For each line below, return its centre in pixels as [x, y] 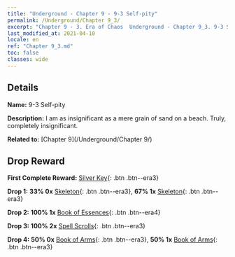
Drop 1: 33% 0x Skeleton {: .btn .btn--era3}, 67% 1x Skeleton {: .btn [104, 192]
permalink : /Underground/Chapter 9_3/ [64, 20]
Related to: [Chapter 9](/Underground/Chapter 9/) [80, 139]
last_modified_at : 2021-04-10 [51, 33]
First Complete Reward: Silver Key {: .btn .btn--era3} [83, 178]
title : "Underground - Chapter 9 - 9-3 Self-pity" [83, 14]
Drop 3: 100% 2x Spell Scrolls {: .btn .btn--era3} [76, 226]
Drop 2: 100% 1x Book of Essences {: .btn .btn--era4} [84, 213]
